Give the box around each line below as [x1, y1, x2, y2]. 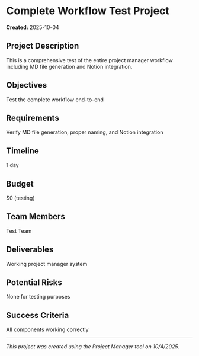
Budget [6, 179, 34, 189]
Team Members [6, 211, 65, 222]
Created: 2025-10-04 [6, 24, 59, 31]
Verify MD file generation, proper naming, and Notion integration [6, 129, 163, 136]
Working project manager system [6, 260, 88, 267]
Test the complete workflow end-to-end [6, 96, 104, 103]
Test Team [6, 227, 32, 235]
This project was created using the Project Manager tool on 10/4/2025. [6, 343, 179, 350]
